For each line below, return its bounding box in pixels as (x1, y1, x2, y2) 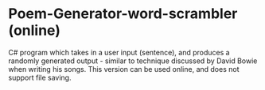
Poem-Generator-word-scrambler (8, 5, 238, 23)
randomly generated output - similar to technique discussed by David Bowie (8, 56, 258, 66)
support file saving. (8, 73, 72, 82)
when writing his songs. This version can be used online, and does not (8, 64, 240, 73)
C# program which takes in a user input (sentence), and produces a (8, 47, 230, 57)
